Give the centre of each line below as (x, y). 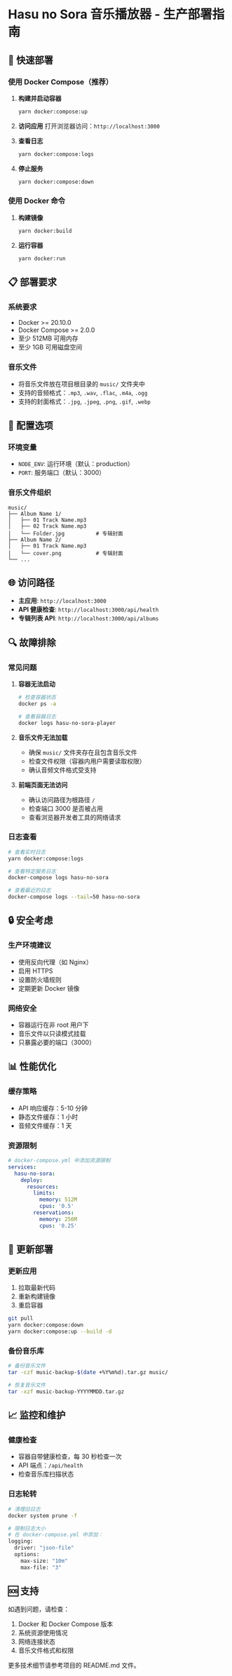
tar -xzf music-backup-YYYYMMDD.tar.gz (66, 1391)
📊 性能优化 (32, 1066)
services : (22, 1167)
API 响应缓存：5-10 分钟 (53, 1108)
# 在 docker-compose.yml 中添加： (56, 1535)
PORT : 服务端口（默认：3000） (62, 473)
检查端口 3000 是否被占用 (66, 809)
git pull (21, 1319)
